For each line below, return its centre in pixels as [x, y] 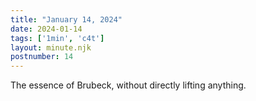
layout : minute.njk [51, 47]
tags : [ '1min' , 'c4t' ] [57, 38]
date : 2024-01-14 [46, 29]
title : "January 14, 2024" [66, 19]
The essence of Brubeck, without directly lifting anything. [128, 85]
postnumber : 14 [42, 57]
